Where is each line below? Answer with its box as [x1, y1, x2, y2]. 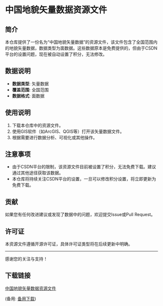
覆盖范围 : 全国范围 [12, 87, 49, 92]
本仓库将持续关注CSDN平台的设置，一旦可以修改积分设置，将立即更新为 [12, 176, 156, 182]
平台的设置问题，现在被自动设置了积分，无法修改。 [5, 52, 107, 57]
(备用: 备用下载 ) [5, 295, 36, 302]
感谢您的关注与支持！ [5, 256, 48, 262]
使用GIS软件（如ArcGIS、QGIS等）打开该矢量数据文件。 [12, 128, 125, 134]
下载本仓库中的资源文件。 [12, 122, 64, 128]
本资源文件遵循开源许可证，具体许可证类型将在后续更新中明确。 [5, 241, 132, 247]
